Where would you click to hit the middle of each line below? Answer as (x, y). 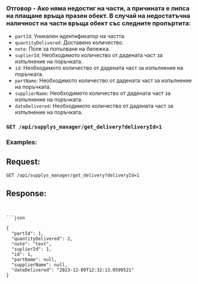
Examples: (22, 143)
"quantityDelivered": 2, (42, 239)
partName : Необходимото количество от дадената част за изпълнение (103, 81)
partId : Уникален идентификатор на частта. (70, 36)
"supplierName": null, (40, 265)
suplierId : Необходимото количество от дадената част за (89, 55)
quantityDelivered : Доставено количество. (69, 42)
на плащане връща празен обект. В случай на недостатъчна (98, 16)
